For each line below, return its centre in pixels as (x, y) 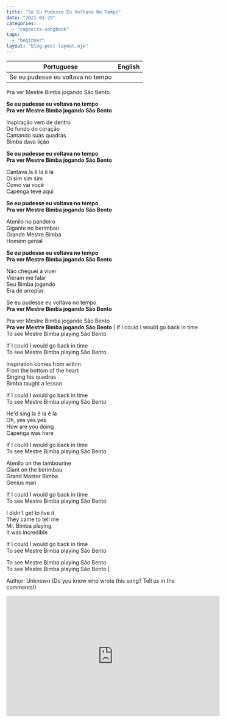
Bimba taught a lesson (34, 383)
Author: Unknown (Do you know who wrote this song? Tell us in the (90, 580)
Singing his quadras (31, 377)
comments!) (21, 587)
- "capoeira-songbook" (41, 29)
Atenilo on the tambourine (39, 463)
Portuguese (60, 67)
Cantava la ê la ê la (30, 172)
